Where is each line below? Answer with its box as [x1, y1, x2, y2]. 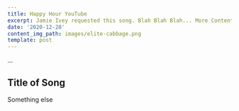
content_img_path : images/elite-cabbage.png [7, 30, 142, 37]
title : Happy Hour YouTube [7, 10, 87, 18]
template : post [7, 37, 53, 44]
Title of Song [7, 76, 65, 88]
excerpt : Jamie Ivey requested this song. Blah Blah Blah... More [7, 17, 208, 24]
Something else [7, 95, 53, 103]
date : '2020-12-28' [7, 23, 65, 30]
